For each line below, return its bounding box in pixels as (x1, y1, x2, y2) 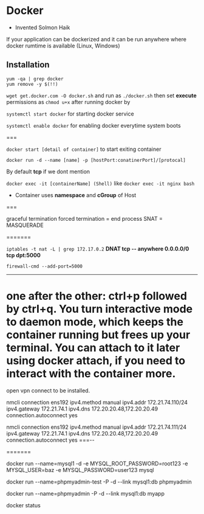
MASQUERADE (6, 221, 44, 229)
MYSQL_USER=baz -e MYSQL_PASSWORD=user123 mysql (6, 466, 154, 473)
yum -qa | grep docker (6, 75, 64, 82)
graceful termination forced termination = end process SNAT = (6, 215, 163, 222)
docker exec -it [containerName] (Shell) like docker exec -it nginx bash (6, 179, 195, 187)
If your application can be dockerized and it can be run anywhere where (6, 35, 187, 43)
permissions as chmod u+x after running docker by (6, 98, 131, 105)
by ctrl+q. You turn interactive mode (6, 302, 193, 316)
